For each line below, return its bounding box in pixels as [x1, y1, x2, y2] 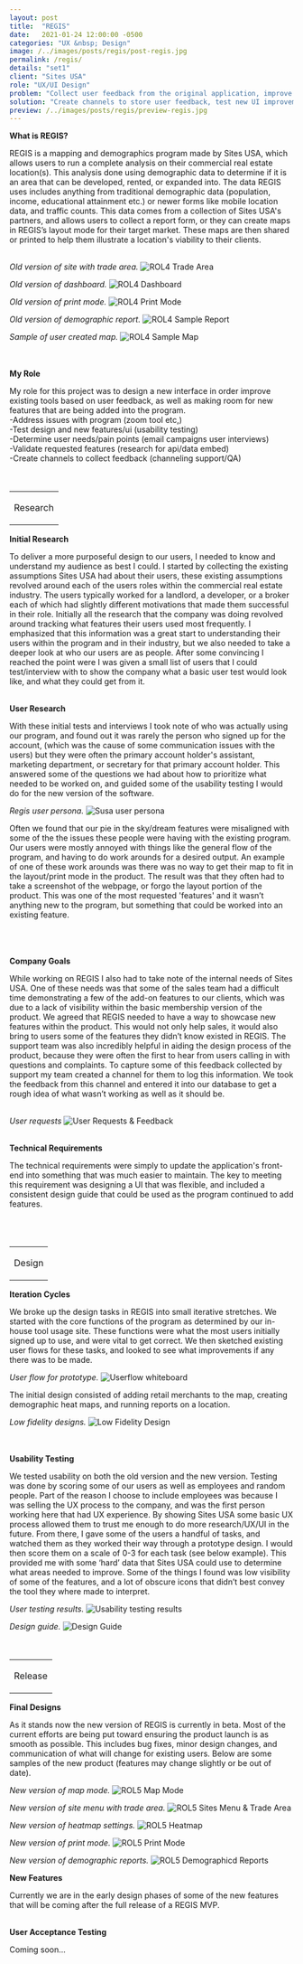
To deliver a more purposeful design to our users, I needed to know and [9, 551, 276, 562]
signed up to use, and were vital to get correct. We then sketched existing [9, 1335, 284, 1347]
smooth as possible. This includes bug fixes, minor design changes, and [9, 1739, 278, 1750]
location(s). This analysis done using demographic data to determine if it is [9, 167, 287, 178]
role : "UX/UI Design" [9, 80, 91, 89]
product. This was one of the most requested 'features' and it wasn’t [9, 890, 264, 901]
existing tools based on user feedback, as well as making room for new [9, 395, 273, 407]
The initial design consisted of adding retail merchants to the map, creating [9, 1389, 289, 1401]
